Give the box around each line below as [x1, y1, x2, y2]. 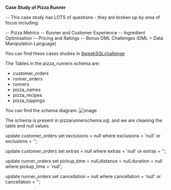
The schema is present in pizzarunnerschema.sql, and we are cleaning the [5, 117, 162, 123]
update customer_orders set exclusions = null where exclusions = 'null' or [5, 133, 161, 139]
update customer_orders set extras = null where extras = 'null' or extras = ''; [5, 148, 166, 154]
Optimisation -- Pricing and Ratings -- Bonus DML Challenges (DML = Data [5, 35, 163, 41]
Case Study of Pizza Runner [5, 5, 66, 10]
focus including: [5, 20, 39, 26]
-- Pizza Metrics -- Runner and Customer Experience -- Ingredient [5, 30, 145, 35]
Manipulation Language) [5, 40, 57, 47]
